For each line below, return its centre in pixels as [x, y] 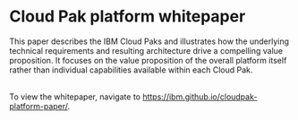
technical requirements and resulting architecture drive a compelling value [146, 50]
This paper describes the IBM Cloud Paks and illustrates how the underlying [149, 41]
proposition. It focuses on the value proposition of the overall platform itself [148, 60]
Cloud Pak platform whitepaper [128, 17]
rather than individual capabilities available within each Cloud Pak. [131, 70]
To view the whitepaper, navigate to [75, 97]
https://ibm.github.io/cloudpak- [200, 97]
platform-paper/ [39, 106]
